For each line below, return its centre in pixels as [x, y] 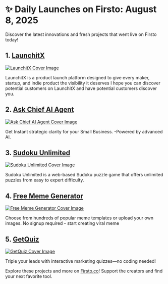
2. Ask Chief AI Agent [40, 110]
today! [12, 39]
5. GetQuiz [22, 239]
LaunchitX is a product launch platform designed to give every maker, [77, 77]
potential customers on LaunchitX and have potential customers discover [81, 88]
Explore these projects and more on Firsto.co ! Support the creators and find [84, 271]
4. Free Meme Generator [44, 196]
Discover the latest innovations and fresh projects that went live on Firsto [81, 34]
